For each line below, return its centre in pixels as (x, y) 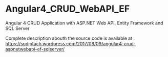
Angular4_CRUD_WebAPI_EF (68, 9)
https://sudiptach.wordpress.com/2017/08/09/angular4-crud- (70, 43)
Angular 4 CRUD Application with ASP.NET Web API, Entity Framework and (84, 23)
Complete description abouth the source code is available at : (70, 38)
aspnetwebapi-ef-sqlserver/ (35, 49)
